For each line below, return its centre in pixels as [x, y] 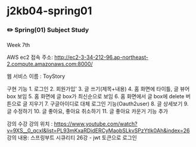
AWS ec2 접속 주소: [30, 57]
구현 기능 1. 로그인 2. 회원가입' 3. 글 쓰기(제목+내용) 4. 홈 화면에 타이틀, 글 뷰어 [98, 89]
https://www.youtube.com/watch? [96, 124]
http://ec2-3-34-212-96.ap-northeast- [101, 57]
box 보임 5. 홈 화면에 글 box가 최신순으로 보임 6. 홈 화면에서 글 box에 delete [96, 96]
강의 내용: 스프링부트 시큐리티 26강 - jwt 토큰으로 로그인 [72, 137]
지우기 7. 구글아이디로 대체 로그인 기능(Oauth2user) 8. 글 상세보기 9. [109, 104]
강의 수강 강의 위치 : [30, 124]
